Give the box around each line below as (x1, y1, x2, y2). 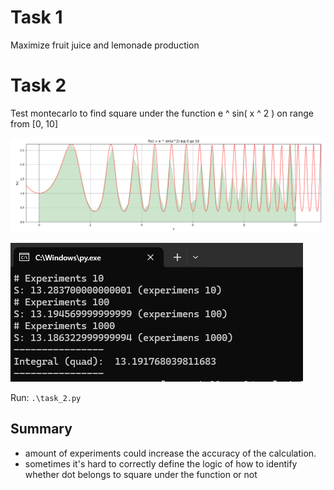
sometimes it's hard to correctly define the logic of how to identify (24, 457, 298, 470)
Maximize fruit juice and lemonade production (10, 39, 200, 51)
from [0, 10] (10, 117, 59, 130)
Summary (10, 421, 73, 438)
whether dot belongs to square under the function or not (24, 468, 258, 480)
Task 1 (10, 6, 63, 29)
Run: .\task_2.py (10, 391, 82, 403)
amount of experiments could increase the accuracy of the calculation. (24, 447, 317, 459)
